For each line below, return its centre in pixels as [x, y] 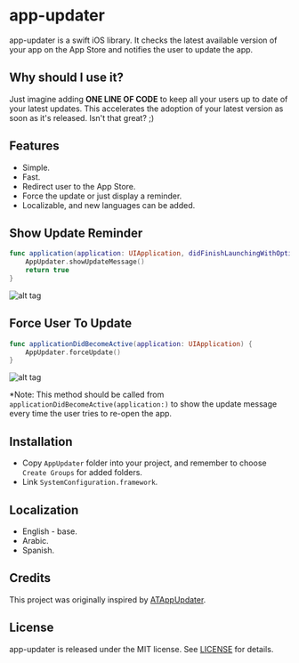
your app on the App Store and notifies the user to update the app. [131, 49]
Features [34, 146]
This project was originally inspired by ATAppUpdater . [108, 599]
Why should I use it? [67, 78]
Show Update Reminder [76, 233]
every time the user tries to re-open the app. [90, 414]
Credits [30, 578]
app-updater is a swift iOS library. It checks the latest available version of [143, 40]
